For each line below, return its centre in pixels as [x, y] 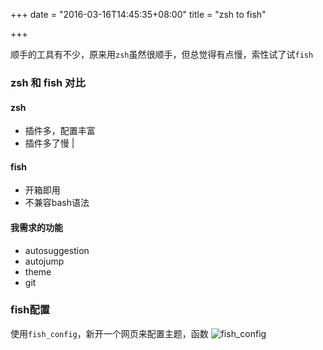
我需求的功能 [36, 227]
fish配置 [30, 310]
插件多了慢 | [49, 143]
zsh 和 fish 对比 [48, 82]
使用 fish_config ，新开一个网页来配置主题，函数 [109, 333]
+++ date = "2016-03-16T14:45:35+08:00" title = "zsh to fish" [138, 14]
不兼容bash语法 [57, 203]
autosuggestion [57, 250]
